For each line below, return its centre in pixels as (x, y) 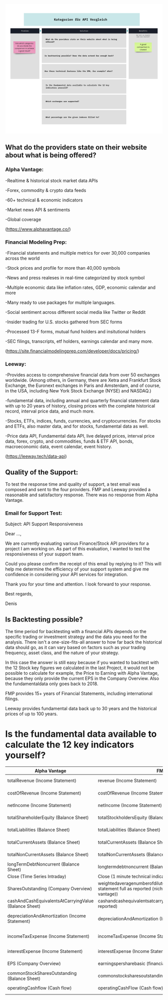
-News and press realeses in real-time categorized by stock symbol (75, 278)
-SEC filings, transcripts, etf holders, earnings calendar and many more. (79, 341)
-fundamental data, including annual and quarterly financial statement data (82, 401)
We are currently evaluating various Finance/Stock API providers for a (77, 543)
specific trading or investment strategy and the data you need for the (76, 637)
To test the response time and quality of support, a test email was (72, 484)
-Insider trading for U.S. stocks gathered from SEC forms (64, 322)
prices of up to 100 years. (31, 714)
